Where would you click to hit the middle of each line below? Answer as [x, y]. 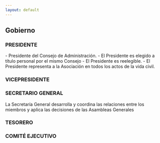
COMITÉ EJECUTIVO [31, 136]
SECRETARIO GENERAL [34, 93]
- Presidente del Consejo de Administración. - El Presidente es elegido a [80, 56]
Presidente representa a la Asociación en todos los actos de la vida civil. [80, 67]
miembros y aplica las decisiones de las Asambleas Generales [70, 110]
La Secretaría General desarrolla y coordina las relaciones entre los [75, 104]
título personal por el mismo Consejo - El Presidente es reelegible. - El [78, 61]
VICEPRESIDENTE [27, 80]
